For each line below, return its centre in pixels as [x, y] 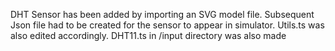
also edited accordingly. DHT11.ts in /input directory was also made [148, 35]
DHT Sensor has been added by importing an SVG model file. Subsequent [162, 14]
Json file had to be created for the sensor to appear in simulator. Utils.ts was [167, 25]
